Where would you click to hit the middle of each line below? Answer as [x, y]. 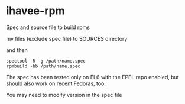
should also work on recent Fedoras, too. [56, 83]
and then [17, 50]
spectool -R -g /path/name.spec [46, 61]
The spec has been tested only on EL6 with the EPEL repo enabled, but [92, 77]
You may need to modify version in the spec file [64, 95]
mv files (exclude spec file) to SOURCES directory [67, 38]
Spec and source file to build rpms [48, 27]
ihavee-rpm [35, 11]
